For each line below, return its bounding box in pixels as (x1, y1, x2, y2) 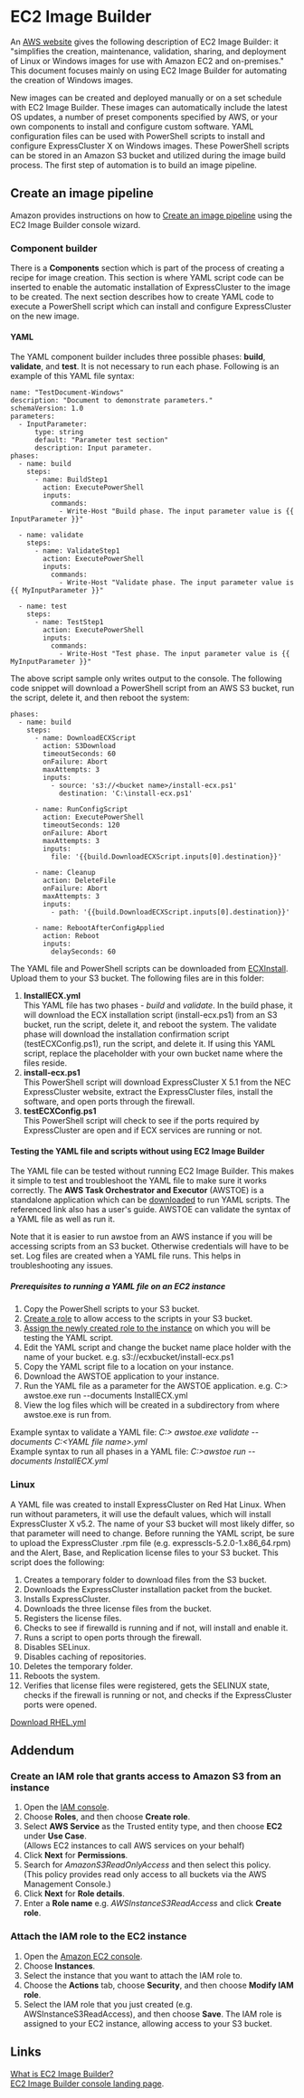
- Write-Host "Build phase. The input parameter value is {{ (58, 507, 295, 517)
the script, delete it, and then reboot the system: (10, 692, 190, 703)
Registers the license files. (23, 1612, 122, 1623)
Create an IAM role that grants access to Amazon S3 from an (10, 1770, 281, 1783)
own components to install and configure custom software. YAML (10, 120, 254, 132)
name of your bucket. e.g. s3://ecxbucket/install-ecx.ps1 (23, 1352, 234, 1362)
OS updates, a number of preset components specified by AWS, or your (10, 111, 279, 122)
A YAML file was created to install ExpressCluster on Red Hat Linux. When (10, 1499, 286, 1510)
